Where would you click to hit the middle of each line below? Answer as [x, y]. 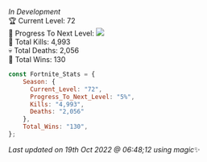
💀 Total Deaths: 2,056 [43, 50]
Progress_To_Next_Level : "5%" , [82, 97]
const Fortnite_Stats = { [52, 74]
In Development [35, 12]
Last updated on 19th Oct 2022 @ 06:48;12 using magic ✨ [104, 149]
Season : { [39, 81]
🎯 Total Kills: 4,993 [39, 42]
